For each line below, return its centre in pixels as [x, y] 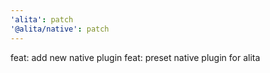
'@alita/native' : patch [60, 29]
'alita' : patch [42, 19]
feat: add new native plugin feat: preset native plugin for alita [135, 57]
